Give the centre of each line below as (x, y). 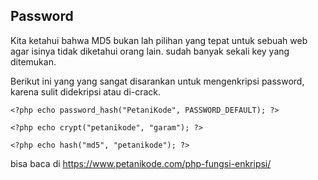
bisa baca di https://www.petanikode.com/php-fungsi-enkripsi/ (141, 163)
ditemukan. (33, 61)
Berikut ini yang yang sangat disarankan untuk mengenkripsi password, (157, 81)
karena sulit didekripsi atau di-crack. (86, 91)
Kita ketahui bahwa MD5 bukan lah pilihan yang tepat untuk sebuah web (159, 40)
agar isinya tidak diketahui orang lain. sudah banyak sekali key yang (150, 51)
